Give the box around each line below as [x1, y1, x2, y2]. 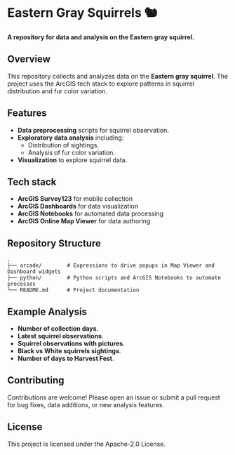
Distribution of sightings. [27, 140, 100, 149]
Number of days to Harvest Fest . [17, 355, 114, 362]
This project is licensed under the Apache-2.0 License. [7, 440, 166, 448]
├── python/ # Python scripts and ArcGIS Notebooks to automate [7, 275, 221, 282]
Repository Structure [7, 237, 102, 249]
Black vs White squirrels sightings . [17, 347, 121, 355]
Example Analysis [7, 305, 88, 317]
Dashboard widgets [7, 268, 61, 275]
